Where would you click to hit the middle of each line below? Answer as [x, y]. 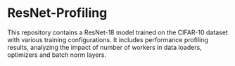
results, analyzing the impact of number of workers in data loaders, [104, 47]
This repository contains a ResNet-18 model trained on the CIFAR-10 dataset [118, 32]
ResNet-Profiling [57, 13]
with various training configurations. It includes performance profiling [108, 39]
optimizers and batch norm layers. [57, 55]
